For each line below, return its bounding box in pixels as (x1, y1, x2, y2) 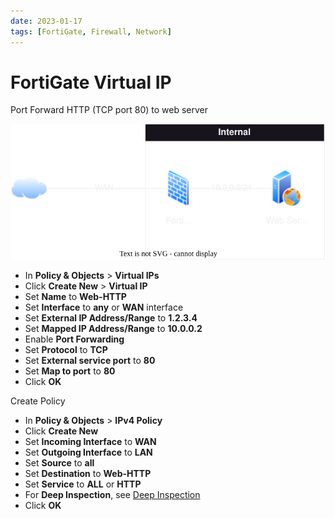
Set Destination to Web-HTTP (24, 467, 152, 479)
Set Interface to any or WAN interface (24, 301, 184, 313)
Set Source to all (24, 456, 95, 469)
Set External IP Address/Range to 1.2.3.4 (24, 311, 198, 324)
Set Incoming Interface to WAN (24, 435, 157, 447)
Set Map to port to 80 (24, 365, 116, 377)
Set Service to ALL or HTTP (24, 478, 142, 490)
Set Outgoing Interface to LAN (24, 446, 153, 458)
